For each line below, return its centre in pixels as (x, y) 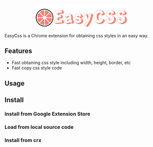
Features (18, 51)
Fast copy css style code (37, 68)
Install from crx (23, 140)
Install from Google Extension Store (48, 114)
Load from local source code (39, 127)
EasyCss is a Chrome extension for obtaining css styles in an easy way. (76, 35)
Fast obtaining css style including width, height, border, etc (71, 63)
